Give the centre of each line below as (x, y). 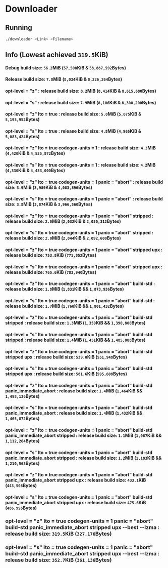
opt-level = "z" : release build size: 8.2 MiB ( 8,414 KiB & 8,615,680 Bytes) (81, 91)
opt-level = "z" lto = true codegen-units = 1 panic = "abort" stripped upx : (84, 250)
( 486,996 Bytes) (21, 508)
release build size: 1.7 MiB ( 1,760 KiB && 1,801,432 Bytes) (65, 306)
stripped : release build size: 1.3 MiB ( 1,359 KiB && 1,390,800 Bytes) (75, 323)
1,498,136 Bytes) (22, 396)
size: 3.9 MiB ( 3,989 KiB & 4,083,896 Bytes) (49, 187)
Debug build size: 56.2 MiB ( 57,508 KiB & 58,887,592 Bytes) (66, 68)
